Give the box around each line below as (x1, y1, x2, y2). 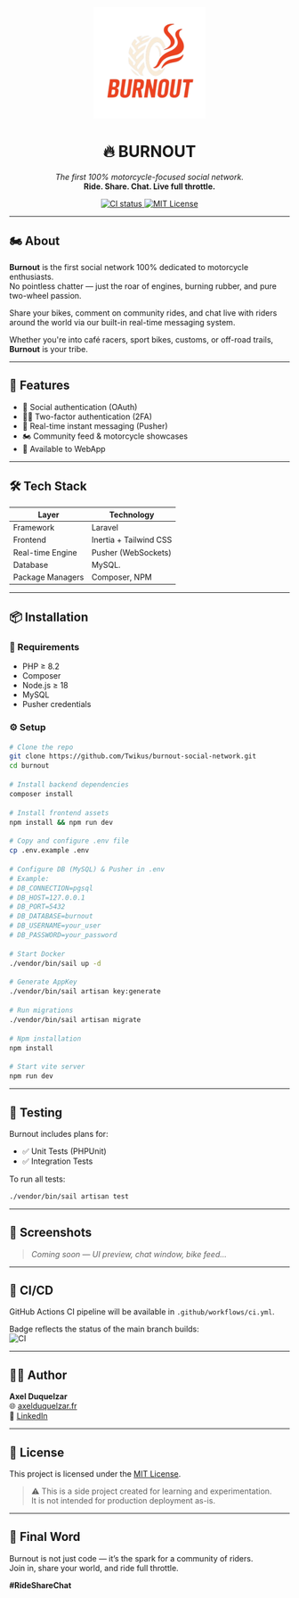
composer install (9, 789, 74, 798)
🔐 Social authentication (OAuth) (21, 401, 138, 412)
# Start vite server (9, 1062, 86, 1072)
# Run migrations (9, 1006, 74, 1015)
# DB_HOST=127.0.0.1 (9, 893, 86, 902)
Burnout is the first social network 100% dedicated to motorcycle (9, 261, 249, 272)
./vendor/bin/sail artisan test (9, 1191, 129, 1201)
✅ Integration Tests (21, 1156, 93, 1166)
